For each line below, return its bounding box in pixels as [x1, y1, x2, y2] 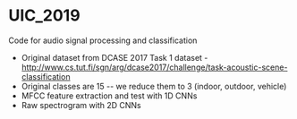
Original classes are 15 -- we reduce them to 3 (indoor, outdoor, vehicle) [21, 81, 287, 91]
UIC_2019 [8, 5, 81, 26]
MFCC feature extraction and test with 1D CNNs [21, 90, 198, 101]
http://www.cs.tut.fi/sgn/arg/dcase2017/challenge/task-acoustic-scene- [21, 62, 288, 72]
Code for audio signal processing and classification [8, 35, 198, 46]
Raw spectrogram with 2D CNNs [21, 99, 141, 110]
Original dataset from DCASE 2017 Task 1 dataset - [21, 52, 208, 63]
